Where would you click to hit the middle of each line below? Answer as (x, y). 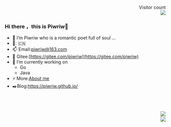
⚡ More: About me (31, 79)
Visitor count (152, 7)
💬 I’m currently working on (40, 62)
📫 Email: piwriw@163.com (40, 49)
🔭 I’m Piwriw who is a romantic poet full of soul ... (64, 38)
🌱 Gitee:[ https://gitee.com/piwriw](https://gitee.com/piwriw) (75, 57)
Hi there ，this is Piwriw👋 (36, 26)
